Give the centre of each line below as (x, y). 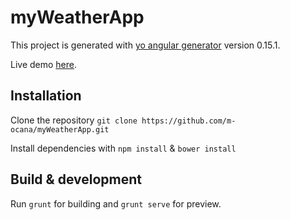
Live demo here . (44, 64)
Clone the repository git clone (74, 120)
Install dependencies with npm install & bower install (123, 148)
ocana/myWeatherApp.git (60, 129)
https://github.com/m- (189, 121)
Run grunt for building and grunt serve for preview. (116, 203)
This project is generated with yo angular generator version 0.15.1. (145, 45)
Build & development (76, 179)
